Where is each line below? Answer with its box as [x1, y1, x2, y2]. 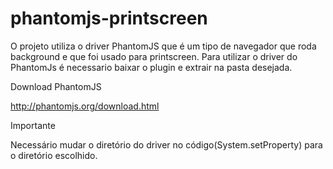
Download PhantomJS [10, 80, 102, 92]
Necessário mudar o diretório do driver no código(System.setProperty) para [10, 138, 323, 151]
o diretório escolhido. [10, 149, 98, 161]
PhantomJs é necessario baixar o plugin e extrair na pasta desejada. [10, 61, 293, 73]
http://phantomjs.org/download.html [10, 100, 160, 112]
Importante [10, 119, 56, 131]
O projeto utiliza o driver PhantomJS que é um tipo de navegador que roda [10, 40, 317, 52]
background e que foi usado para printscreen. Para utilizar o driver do [10, 50, 298, 62]
